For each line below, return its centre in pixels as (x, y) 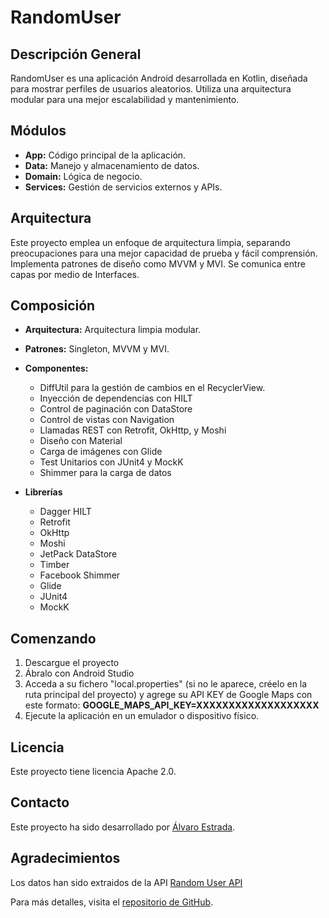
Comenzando (53, 638)
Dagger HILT (65, 512)
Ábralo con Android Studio (79, 673)
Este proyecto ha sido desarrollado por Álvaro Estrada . (123, 827)
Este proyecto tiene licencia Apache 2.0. (93, 772)
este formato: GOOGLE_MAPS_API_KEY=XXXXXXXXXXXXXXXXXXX (172, 705)
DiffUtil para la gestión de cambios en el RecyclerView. (152, 388)
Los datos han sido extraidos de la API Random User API (126, 882)
